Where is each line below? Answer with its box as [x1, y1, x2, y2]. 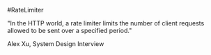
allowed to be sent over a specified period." [7, 27, 132, 34]
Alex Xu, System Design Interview [7, 40, 104, 47]
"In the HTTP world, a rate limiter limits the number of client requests [7, 19, 205, 27]
